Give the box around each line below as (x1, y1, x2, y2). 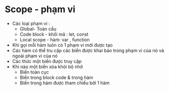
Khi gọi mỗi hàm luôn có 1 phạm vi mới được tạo (12, 42, 113, 48)
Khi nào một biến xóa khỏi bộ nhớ (12, 64, 83, 70)
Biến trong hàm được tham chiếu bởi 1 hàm (19, 80, 110, 86)
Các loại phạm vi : (12, 20, 51, 26)
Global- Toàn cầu (19, 25, 57, 32)
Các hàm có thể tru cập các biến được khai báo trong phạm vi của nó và (12, 47, 164, 53)
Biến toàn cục (19, 69, 49, 75)
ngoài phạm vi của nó (12, 52, 58, 59)
